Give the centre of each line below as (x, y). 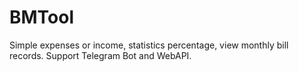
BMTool (42, 17)
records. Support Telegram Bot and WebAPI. (100, 55)
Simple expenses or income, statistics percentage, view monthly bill (149, 45)
